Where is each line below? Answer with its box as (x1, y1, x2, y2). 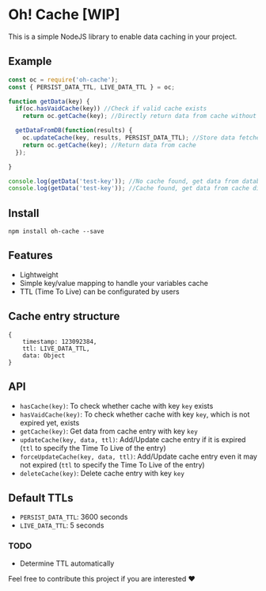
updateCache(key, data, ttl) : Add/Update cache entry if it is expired (19, 434, 246, 444)
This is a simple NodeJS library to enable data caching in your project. (8, 32, 237, 41)
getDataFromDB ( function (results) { (15, 127, 133, 135)
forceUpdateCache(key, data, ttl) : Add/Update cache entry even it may (19, 452, 257, 461)
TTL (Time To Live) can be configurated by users (19, 287, 180, 296)
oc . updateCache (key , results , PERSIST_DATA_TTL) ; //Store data (22, 134, 236, 142)
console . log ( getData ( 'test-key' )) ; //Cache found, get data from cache (8, 185, 249, 193)
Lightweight (19, 269, 59, 279)
